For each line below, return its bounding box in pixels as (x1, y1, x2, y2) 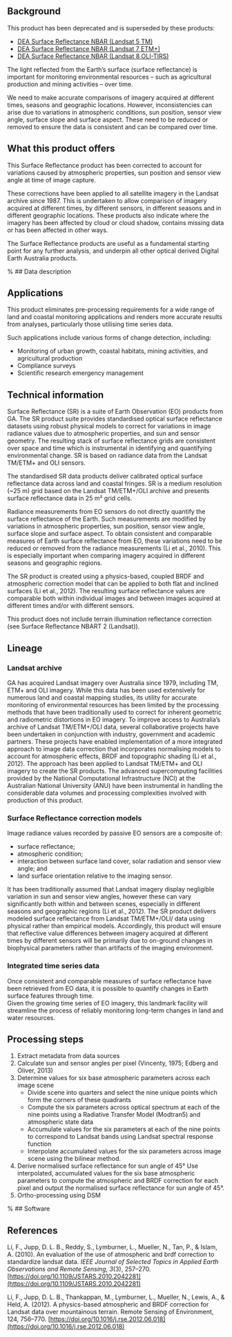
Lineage (7, 642, 43, 654)
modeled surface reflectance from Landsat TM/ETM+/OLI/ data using (7, 914, 205, 923)
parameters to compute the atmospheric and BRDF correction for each (17, 1177, 219, 1185)
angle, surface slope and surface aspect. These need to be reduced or (7, 115, 209, 124)
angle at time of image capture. (7, 175, 97, 184)
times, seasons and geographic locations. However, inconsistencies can (7, 100, 213, 109)
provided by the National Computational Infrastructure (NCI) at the (7, 773, 195, 782)
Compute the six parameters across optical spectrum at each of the (27, 1103, 220, 1111)
